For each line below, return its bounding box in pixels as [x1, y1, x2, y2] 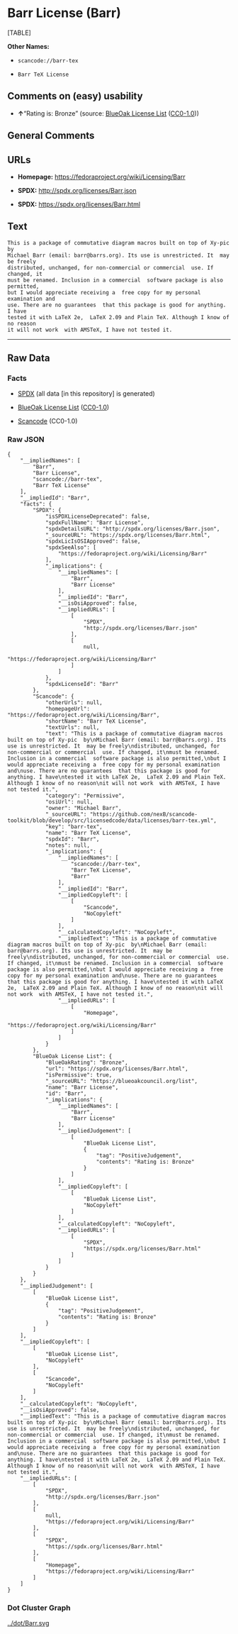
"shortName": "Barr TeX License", [45, 718, 147, 725]
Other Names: [7, 42, 50, 50]
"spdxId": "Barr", [45, 835, 100, 843]
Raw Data [7, 352, 51, 365]
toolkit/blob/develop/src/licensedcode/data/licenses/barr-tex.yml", [7, 817, 217, 824]
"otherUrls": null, [45, 699, 103, 706]
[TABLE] [7, 28, 32, 37]
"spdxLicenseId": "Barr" [45, 680, 119, 687]
